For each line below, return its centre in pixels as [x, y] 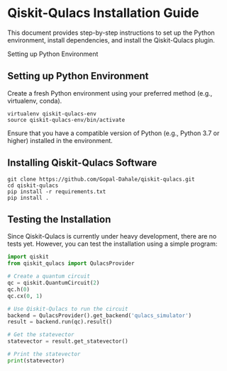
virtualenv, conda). [35, 101]
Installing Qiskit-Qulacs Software [82, 163]
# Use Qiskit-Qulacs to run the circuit [68, 309]
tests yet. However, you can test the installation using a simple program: [112, 244]
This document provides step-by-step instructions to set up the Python [111, 33]
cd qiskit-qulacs [33, 185]
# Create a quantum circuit [49, 276]
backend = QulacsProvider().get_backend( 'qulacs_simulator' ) [100, 315]
